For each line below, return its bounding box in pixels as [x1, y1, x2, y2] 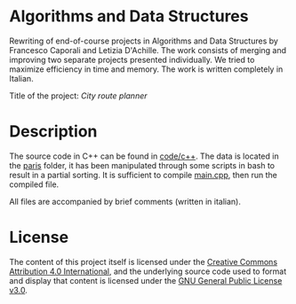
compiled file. [9, 179, 60, 190]
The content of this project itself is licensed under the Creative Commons [9, 256, 278, 267]
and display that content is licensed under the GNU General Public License [9, 275, 283, 285]
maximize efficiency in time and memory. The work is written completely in [9, 64, 284, 74]
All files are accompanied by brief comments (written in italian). [9, 196, 242, 207]
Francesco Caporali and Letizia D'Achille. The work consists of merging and [9, 44, 287, 55]
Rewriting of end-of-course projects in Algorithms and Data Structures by [9, 35, 278, 46]
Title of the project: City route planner [9, 90, 148, 101]
